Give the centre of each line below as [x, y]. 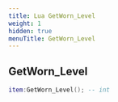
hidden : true [30, 31]
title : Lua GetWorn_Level [52, 16]
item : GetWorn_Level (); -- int [59, 90]
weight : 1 [25, 23]
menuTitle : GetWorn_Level [52, 38]
